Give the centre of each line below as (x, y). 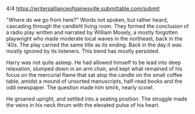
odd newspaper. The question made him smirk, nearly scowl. (80, 87)
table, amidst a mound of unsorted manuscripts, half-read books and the (94, 81)
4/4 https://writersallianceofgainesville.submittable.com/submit (83, 9)
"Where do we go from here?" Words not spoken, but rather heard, (87, 20)
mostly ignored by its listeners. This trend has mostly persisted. (83, 51)
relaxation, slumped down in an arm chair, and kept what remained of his (94, 69)
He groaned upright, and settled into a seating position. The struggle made (97, 99)
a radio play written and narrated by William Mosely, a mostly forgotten (92, 32)
